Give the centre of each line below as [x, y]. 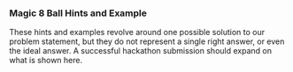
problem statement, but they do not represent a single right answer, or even [147, 41]
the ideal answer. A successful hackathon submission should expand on [141, 51]
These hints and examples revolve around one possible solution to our [137, 32]
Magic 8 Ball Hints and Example [78, 13]
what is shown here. [46, 61]
